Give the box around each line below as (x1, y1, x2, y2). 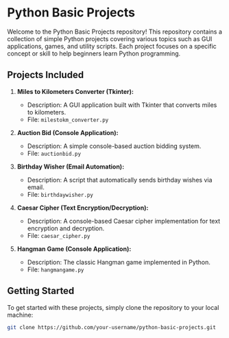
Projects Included (7, 69, 84, 81)
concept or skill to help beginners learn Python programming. (7, 49, 181, 58)
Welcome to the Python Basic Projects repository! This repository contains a (7, 27, 223, 36)
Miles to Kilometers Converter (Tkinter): (16, 87, 134, 95)
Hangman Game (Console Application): (16, 245, 132, 253)
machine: (7, 311, 34, 319)
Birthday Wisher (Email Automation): (16, 162, 125, 171)
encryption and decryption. (27, 224, 105, 232)
